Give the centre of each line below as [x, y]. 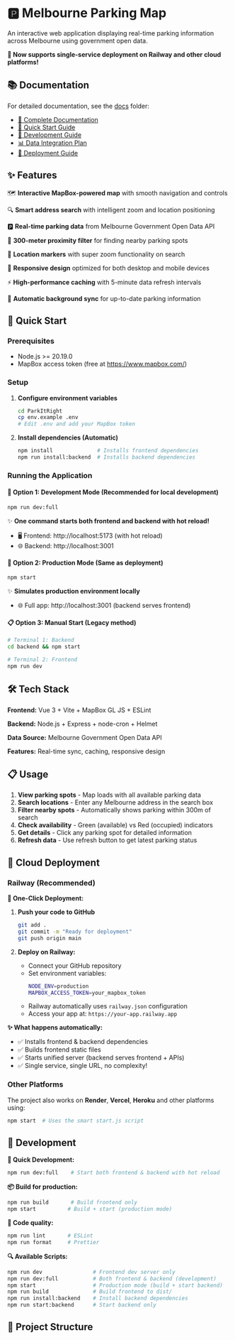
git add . [32, 925]
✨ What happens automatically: [55, 1028]
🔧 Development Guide [50, 135]
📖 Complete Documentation [58, 119]
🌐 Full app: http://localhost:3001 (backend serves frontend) [104, 605]
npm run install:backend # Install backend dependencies [98, 1298]
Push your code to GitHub [56, 912]
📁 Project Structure [50, 1327]
